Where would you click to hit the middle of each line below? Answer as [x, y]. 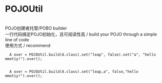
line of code [17, 39]
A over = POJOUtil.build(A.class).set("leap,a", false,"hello [74, 71]
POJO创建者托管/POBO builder [36, 28]
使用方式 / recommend [28, 45]
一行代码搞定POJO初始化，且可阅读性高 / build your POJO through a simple [81, 34]
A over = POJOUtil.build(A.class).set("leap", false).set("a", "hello [83, 54]
